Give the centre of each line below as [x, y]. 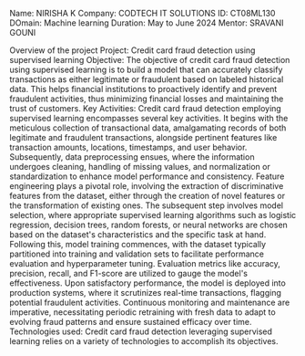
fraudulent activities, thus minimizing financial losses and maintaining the [147, 99]
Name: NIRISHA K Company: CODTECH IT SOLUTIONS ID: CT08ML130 [142, 13]
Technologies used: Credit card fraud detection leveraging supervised [141, 331]
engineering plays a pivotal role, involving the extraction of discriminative [147, 186]
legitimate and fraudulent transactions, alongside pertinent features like [143, 137]
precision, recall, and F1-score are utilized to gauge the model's [129, 273]
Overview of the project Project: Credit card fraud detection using [132, 50]
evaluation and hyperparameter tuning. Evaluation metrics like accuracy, [145, 263]
